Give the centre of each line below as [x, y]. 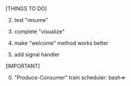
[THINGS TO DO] [26, 9]
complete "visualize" [39, 31]
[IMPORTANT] [23, 66]
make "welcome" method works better [61, 43]
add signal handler [37, 55]
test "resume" [31, 20]
